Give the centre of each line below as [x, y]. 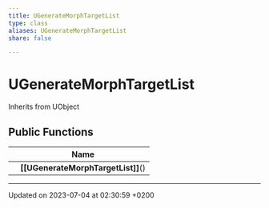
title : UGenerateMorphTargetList [64, 16]
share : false [30, 38]
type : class [28, 23]
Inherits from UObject [44, 107]
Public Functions [51, 132]
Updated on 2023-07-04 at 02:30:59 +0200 [81, 195]
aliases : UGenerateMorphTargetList [68, 30]
